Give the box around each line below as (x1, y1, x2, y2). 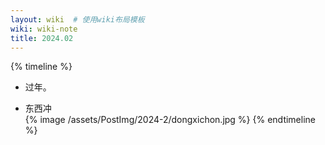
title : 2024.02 (10, 33, 74, 43)
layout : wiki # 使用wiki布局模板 (10, 14, 145, 25)
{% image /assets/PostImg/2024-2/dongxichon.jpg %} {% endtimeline (24, 114, 316, 126)
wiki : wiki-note (10, 24, 78, 34)
